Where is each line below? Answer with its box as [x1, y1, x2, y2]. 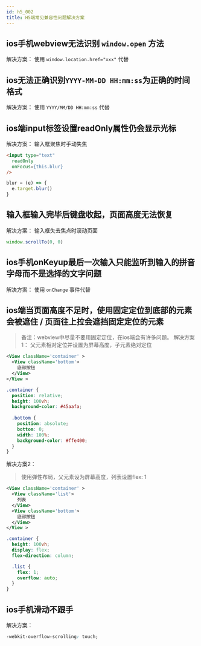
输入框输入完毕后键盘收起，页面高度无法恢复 [6, 209, 173, 220]
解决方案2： [6, 461, 36, 468]
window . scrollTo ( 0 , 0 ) [6, 239, 63, 245]
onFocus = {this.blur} [11, 163, 63, 170]
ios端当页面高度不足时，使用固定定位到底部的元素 [6, 305, 193, 315]
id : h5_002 [6, 8, 34, 15]
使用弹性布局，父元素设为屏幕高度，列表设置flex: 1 [21, 473, 147, 481]
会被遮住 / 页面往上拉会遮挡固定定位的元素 [6, 316, 164, 327]
